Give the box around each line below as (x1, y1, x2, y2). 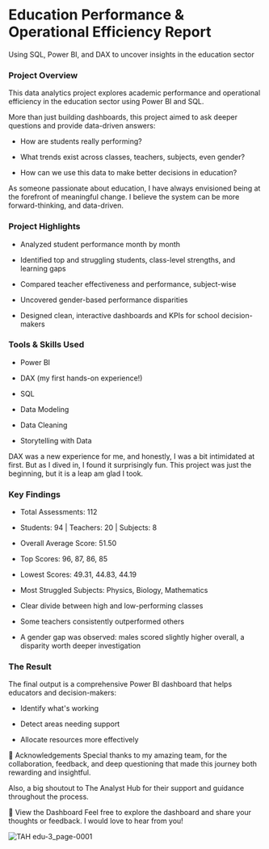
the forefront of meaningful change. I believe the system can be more (8, 192, 240, 202)
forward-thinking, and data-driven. (8, 200, 124, 211)
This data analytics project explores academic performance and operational (8, 88, 261, 98)
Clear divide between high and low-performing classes (19, 601, 204, 611)
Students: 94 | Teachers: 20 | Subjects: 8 (19, 523, 158, 532)
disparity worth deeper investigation (19, 641, 141, 651)
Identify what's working (19, 704, 99, 713)
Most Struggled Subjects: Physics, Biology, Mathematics (19, 586, 208, 595)
